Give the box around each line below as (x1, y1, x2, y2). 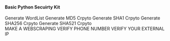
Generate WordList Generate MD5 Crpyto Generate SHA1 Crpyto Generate (5, 15, 161, 21)
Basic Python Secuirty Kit (5, 4, 61, 10)
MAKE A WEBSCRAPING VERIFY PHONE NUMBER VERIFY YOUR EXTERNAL (5, 25, 165, 32)
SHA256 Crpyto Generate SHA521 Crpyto (5, 20, 92, 26)
